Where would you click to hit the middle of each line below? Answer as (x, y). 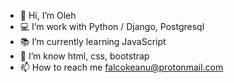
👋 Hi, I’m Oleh (48, 15)
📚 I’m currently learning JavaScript (93, 41)
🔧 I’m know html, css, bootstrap (84, 56)
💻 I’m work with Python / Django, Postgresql (112, 26)
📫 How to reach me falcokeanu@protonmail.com (121, 67)
